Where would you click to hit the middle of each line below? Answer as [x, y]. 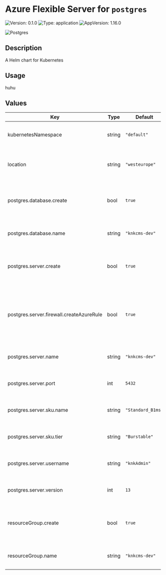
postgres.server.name [33, 357]
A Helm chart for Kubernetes [34, 60]
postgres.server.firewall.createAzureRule [55, 315]
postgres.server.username [38, 463]
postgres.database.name [37, 233]
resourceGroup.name [32, 556]
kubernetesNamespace [35, 135]
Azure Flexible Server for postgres [76, 9]
